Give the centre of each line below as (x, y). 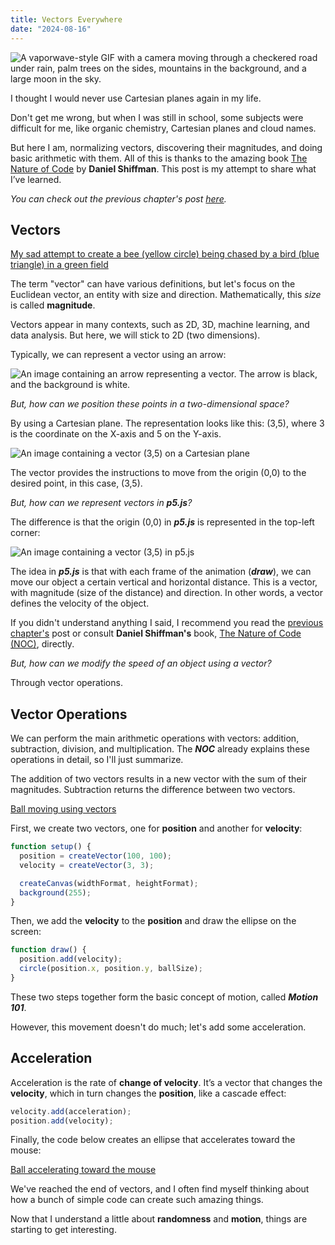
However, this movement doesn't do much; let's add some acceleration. (158, 1027)
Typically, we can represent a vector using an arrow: (118, 355)
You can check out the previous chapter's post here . (118, 198)
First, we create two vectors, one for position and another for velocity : (156, 828)
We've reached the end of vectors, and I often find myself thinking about (160, 1189)
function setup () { (51, 847)
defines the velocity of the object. (80, 603)
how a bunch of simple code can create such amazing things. (137, 1200)
